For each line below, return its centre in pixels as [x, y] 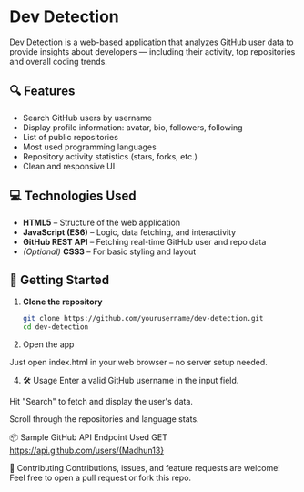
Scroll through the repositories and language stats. [104, 419]
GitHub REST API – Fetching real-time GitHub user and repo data [144, 241]
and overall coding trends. [58, 61]
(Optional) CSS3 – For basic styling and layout [109, 251]
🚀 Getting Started [60, 280]
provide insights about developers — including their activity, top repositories [152, 51]
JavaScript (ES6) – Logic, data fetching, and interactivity [129, 232]
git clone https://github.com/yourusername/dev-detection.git [143, 319]
